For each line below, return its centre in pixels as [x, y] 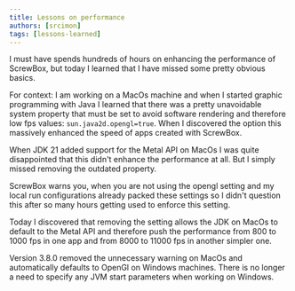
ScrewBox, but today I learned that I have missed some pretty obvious [138, 68]
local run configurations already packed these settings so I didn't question [145, 195]
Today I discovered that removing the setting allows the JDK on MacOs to [144, 222]
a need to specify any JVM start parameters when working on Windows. [142, 277]
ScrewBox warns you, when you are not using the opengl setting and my [142, 186]
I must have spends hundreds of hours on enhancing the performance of [143, 59]
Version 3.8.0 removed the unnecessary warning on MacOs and [126, 258]
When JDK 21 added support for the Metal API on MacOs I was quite [134, 150]
